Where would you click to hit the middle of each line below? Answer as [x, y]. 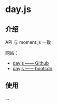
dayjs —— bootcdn [33, 68]
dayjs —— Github [31, 63]
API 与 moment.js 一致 [28, 42]
